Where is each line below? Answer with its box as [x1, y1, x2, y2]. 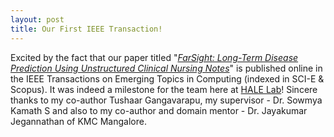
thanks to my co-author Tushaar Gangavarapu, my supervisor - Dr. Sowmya [10, 94, 323, 106]
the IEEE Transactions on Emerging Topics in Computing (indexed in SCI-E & [10, 72, 325, 85]
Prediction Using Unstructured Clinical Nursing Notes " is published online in [10, 62, 323, 74]
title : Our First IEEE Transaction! [10, 24, 163, 34]
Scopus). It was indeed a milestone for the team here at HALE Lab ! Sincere [10, 83, 318, 95]
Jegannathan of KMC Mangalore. [10, 115, 147, 127]
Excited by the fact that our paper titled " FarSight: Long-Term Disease [10, 51, 299, 63]
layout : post [10, 14, 65, 25]
